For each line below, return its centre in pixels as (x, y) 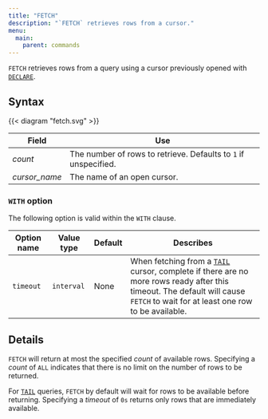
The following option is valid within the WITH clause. (93, 218)
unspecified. (93, 164)
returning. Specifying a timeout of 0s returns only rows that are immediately (132, 400)
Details (26, 340)
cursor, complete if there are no (189, 271)
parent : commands (51, 45)
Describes (193, 243)
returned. (24, 376)
